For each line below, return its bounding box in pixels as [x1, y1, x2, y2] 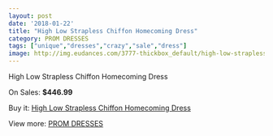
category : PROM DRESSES [8, 34, 89, 43]
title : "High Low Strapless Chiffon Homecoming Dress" [8, 27, 198, 35]
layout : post [8, 11, 53, 20]
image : [8, 49, 31, 57]
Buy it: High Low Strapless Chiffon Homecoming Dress [8, 103, 191, 113]
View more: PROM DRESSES [8, 119, 104, 128]
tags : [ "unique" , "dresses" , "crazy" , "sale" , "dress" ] [8, 42, 187, 50]
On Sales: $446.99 [8, 87, 73, 97]
